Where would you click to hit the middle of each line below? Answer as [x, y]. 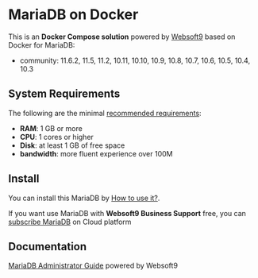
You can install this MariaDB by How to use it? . [84, 198]
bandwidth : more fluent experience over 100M [96, 153]
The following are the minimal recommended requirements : [105, 113]
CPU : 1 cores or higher [56, 137]
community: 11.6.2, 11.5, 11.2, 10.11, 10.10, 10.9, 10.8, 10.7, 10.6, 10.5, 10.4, [135, 60]
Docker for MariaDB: [42, 44]
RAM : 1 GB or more [51, 128]
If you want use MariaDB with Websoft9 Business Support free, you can [127, 213]
